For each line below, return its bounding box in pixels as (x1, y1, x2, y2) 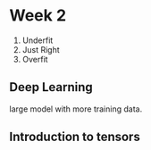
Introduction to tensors (9, 129, 140, 145)
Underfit (21, 35, 54, 46)
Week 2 (9, 5, 67, 26)
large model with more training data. (9, 104, 143, 114)
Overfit (21, 54, 48, 64)
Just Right (21, 44, 60, 54)
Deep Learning (9, 79, 93, 95)
